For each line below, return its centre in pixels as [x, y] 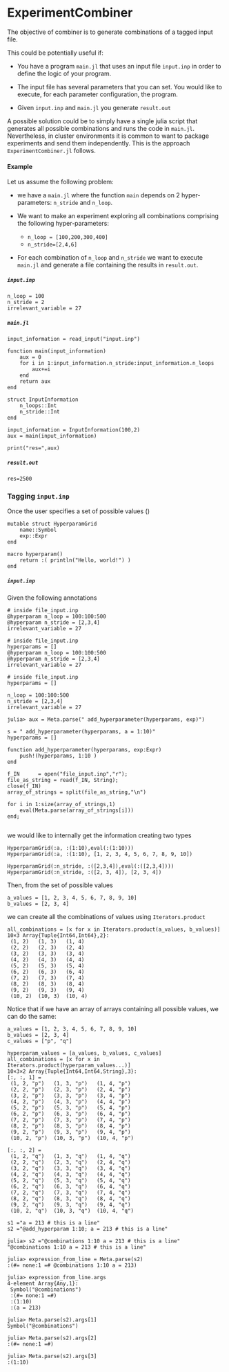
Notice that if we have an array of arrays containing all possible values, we [113, 1009]
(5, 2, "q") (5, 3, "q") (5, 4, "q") [70, 1181]
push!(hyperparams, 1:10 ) [58, 756]
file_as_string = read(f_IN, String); [63, 781]
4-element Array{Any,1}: [43, 1284]
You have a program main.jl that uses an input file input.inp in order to [119, 66]
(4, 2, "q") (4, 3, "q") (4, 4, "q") [70, 1175]
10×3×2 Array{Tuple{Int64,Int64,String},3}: [72, 1071]
